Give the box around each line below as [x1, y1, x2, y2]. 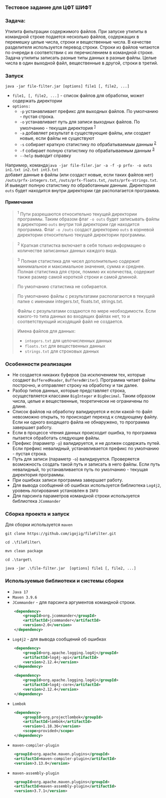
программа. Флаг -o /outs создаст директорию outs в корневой [17, 227, 155, 233]
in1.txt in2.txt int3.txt [5, 167, 58, 172]
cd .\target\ [5, 557, 32, 562]
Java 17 [12, 589, 28, 594]
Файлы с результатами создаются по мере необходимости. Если [17, 308, 156, 314]
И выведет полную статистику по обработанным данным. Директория [5, 182, 155, 188]
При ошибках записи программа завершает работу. [12, 477, 123, 483]
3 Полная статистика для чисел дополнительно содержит [17, 257, 140, 264]
